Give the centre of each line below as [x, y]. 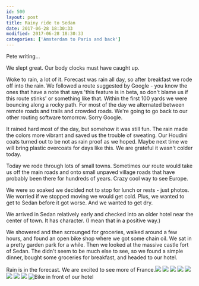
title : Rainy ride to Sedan [41, 23]
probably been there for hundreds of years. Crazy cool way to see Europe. [97, 178]
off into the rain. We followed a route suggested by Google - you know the [97, 86]
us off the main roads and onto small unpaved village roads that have [91, 172]
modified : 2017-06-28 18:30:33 [45, 34]
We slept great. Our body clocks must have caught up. [73, 68]
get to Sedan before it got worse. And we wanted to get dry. [80, 203]
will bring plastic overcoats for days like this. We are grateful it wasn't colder [99, 148]
